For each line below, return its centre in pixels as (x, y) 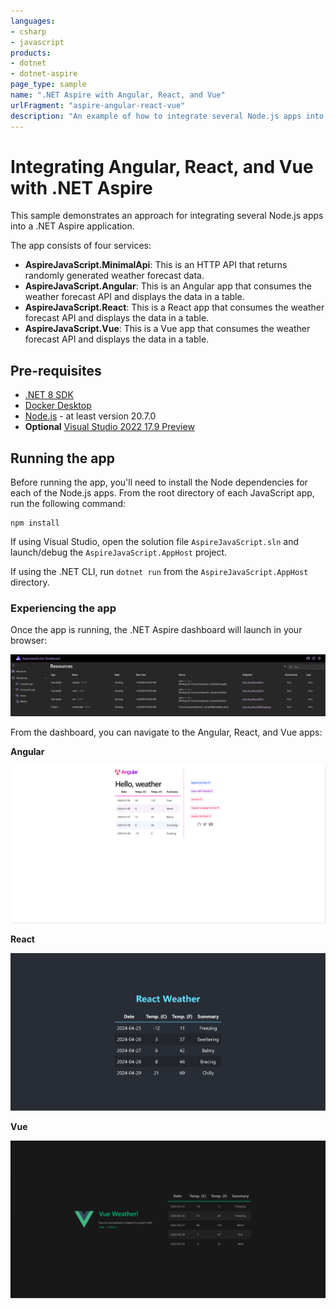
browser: (29, 641)
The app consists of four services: (81, 246)
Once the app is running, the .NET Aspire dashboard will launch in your (156, 630)
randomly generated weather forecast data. (114, 276)
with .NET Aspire (81, 187)
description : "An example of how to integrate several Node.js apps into (167, 116)
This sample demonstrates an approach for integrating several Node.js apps (167, 216)
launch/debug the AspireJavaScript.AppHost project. (119, 552)
